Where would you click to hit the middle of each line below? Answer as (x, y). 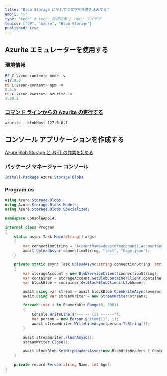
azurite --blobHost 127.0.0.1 (37, 123)
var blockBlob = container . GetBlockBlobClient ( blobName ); (84, 282)
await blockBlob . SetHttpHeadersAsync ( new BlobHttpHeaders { (86, 351)
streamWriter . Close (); (46, 342)
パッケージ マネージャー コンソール (47, 167)
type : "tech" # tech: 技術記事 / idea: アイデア (53, 19)
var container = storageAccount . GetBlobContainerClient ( (83, 278)
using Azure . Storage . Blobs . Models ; (42, 205)
